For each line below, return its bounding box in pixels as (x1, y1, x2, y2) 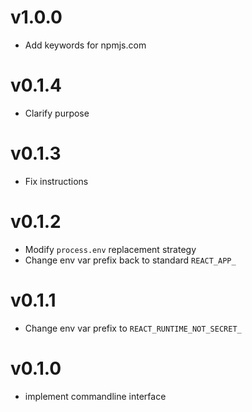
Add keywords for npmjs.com (24, 39, 147, 51)
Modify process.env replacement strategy (24, 243, 197, 255)
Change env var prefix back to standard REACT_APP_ (24, 254, 237, 266)
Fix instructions (24, 175, 89, 187)
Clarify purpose (24, 107, 90, 119)
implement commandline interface (24, 390, 167, 402)
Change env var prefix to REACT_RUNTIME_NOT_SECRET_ (24, 322, 242, 334)
